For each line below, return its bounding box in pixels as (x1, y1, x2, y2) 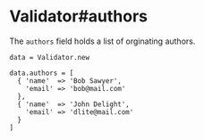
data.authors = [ (9, 69, 74, 78)
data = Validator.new (9, 53, 90, 62)
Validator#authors (9, 6, 149, 27)
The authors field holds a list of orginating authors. (9, 36, 196, 46)
